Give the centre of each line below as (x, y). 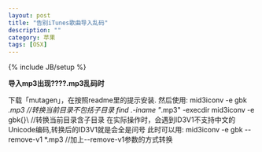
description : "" (35, 30)
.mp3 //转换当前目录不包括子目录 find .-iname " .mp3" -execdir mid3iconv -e (131, 110)
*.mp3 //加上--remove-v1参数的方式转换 (109, 139)
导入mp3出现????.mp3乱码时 (56, 83)
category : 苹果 (32, 37)
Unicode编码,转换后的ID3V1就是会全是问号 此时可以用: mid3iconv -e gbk (125, 130)
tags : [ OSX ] (28, 45)
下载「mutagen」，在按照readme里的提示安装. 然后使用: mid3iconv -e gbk (128, 100)
